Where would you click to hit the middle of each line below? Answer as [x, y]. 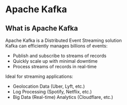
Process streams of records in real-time [55, 67]
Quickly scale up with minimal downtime [55, 61]
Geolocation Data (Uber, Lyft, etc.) [49, 86]
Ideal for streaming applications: [39, 76]
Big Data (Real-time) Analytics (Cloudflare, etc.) [63, 97]
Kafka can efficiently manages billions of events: [56, 46]
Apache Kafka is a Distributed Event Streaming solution [63, 40]
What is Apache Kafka [42, 28]
